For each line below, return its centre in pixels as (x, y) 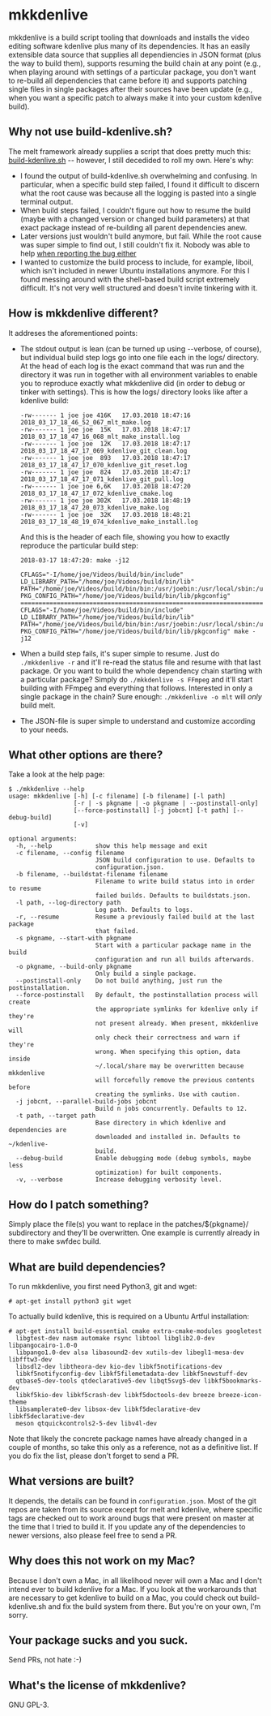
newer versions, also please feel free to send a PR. (93, 1535)
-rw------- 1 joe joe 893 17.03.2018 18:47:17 (106, 458)
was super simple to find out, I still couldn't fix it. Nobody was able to (135, 244)
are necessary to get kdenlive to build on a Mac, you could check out (123, 1598)
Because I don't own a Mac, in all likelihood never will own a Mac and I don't (135, 1581)
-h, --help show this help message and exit (112, 846)
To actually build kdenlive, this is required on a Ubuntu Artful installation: (129, 1316)
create (19, 1002)
